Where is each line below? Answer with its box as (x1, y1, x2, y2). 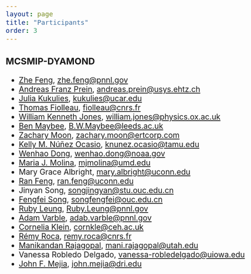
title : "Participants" (5, 18, 89, 26)
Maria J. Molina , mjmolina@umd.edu (18, 158, 151, 168)
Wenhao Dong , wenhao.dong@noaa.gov (18, 149, 165, 159)
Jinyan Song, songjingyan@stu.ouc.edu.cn (18, 185, 174, 196)
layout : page (5, 10, 53, 18)
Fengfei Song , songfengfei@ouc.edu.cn (18, 195, 163, 205)
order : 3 (5, 26, 38, 35)
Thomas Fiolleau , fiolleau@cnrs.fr (18, 103, 141, 113)
